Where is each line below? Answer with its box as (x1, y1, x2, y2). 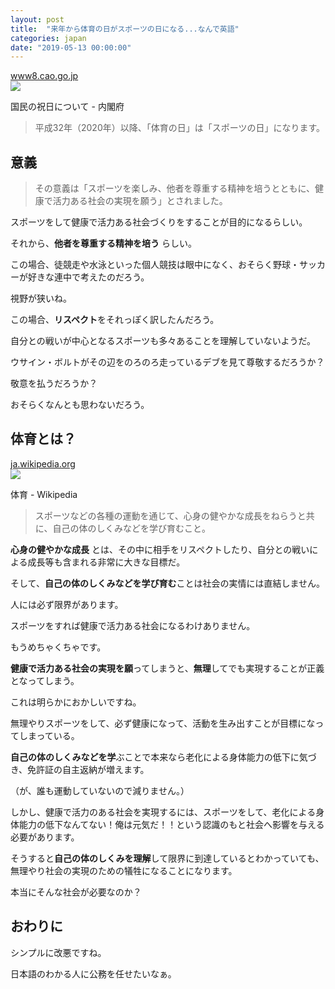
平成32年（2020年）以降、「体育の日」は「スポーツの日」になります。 (34, 122, 326, 134)
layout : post (10, 14, 65, 25)
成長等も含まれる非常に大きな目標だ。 (27, 556, 186, 568)
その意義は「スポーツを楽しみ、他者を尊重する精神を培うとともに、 (34, 182, 316, 195)
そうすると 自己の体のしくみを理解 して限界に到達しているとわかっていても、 (10, 852, 325, 864)
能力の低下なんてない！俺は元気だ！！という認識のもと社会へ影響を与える (18, 818, 325, 830)
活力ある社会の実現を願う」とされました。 (52, 195, 228, 207)
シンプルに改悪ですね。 (10, 946, 107, 958)
